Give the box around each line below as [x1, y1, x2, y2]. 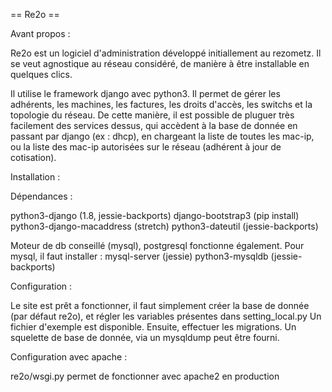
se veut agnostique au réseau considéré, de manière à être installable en [10, 58, 310, 69]
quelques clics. [10, 69, 73, 80]
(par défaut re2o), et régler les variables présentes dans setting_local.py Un [10, 310, 322, 322]
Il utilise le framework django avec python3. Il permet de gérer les [10, 88, 281, 99]
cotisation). [10, 152, 57, 163]
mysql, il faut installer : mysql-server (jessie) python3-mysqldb [10, 250, 269, 262]
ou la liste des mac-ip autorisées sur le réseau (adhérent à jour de [10, 141, 282, 153]
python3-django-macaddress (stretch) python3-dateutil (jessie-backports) [10, 220, 319, 232]
